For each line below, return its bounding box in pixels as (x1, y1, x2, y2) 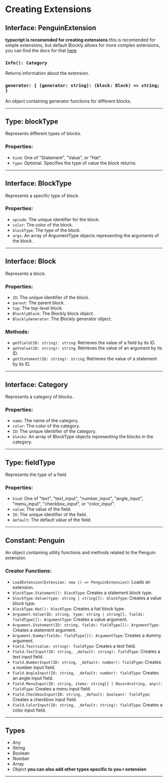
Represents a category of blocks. (5, 394, 73, 400)
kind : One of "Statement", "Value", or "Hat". (12, 154, 102, 160)
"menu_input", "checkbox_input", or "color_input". (12, 501, 115, 507)
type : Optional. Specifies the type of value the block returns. (12, 160, 137, 166)
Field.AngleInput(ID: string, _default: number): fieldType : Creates (12, 669, 159, 675)
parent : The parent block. (12, 300, 65, 306)
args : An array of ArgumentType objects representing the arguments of (12, 232, 159, 238)
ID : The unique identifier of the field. (12, 512, 87, 518)
